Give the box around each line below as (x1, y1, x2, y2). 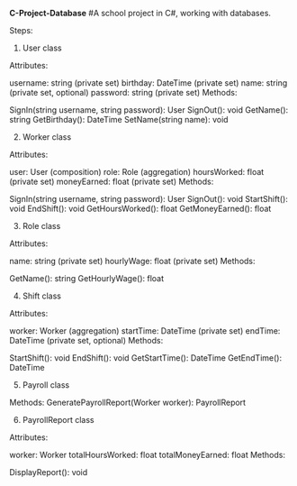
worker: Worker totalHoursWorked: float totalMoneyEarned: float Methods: (9, 450, 286, 460)
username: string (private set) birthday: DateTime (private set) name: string (9, 78, 288, 88)
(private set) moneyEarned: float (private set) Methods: (9, 176, 214, 187)
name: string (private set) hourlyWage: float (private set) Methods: (9, 256, 256, 266)
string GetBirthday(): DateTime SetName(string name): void (9, 115, 229, 124)
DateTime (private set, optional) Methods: (9, 335, 164, 345)
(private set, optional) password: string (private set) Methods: (9, 87, 238, 97)
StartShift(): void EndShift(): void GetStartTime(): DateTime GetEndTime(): (9, 353, 282, 363)
